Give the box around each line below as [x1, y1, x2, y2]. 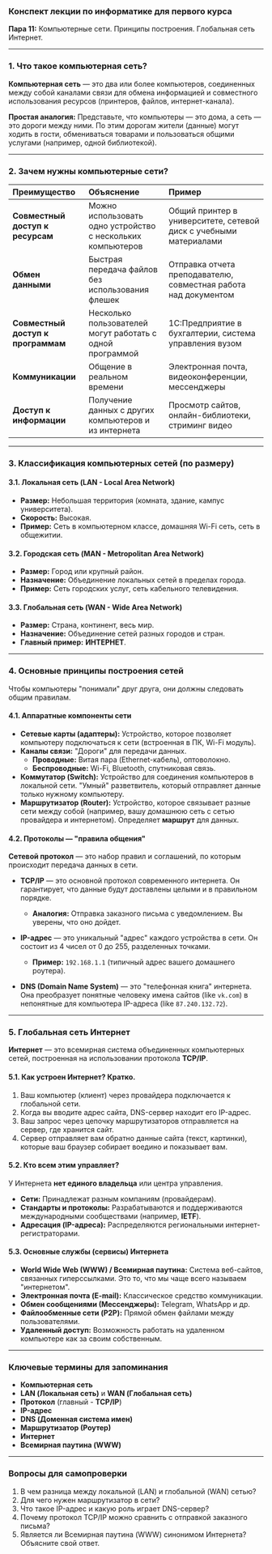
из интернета [88, 424, 141, 436]
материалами [168, 235, 223, 246]
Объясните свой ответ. [19, 1538, 100, 1548]
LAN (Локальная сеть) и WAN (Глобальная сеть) [19, 1389, 193, 1399]
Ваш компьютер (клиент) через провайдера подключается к [19, 1090, 231, 1100]
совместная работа [168, 279, 246, 290]
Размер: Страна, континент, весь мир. [19, 620, 155, 630]
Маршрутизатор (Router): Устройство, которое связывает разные [19, 798, 251, 807]
